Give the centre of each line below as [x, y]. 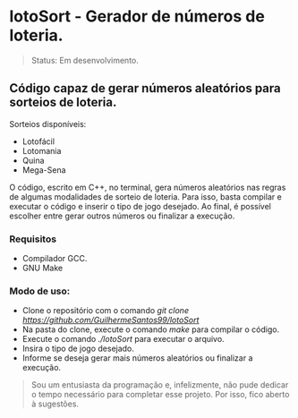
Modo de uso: [40, 291]
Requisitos [33, 239]
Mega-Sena [44, 170]
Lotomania [42, 150]
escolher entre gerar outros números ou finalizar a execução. [122, 216]
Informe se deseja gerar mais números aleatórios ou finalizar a [137, 358]
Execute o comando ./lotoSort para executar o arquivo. [123, 339]
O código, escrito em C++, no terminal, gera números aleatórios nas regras [148, 187]
